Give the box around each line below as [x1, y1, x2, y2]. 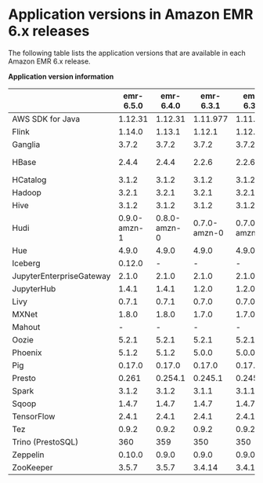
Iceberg [12, 258, 41, 269]
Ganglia [12, 139, 41, 150]
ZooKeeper [12, 462, 53, 473]
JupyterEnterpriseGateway [12, 270, 111, 281]
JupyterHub [12, 283, 56, 294]
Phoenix [12, 347, 42, 358]
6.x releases [8, 22, 90, 40]
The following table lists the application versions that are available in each [8, 48, 247, 57]
